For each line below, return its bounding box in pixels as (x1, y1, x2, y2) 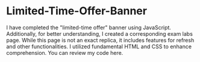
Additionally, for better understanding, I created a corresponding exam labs (6, 30, 193, 37)
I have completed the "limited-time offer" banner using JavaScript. (6, 24, 172, 31)
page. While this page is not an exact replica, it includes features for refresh (6, 36, 195, 44)
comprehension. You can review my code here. (6, 49, 123, 56)
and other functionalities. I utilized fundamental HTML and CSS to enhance (6, 43, 192, 50)
